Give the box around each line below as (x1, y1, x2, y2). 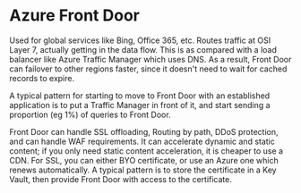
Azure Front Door (9, 5, 141, 26)
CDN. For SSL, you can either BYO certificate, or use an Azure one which (9, 155, 279, 165)
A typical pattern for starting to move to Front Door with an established (9, 90, 271, 101)
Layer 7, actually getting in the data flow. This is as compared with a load (9, 44, 278, 55)
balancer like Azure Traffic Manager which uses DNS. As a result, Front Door (9, 54, 292, 64)
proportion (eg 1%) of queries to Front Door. (9, 109, 172, 120)
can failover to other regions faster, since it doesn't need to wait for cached (9, 63, 288, 74)
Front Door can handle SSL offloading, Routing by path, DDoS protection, (9, 126, 279, 137)
